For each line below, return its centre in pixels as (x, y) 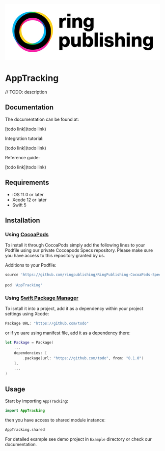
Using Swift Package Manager (42, 298)
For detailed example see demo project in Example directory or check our (79, 439)
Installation (23, 221)
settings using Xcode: (27, 314)
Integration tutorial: (24, 138)
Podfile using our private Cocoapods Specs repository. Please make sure (79, 250)
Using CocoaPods (27, 234)
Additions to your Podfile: (31, 265)
